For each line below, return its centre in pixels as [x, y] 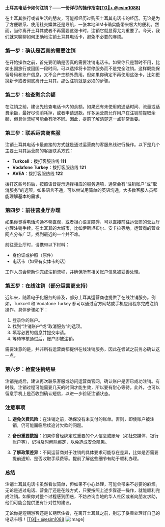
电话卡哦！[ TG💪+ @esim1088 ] [45, 519]
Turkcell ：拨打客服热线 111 [39, 161]
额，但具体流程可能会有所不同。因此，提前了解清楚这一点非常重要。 [74, 119]
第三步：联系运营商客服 [33, 133]
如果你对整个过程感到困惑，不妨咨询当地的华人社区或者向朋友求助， [91, 496]
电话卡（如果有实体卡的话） [40, 261]
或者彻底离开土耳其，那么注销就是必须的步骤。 [65, 81]
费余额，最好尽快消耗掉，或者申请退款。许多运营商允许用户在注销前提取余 [80, 112]
